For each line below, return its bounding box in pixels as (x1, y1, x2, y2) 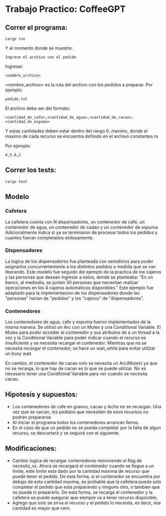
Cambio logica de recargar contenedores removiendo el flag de (12, 457, 142, 463)
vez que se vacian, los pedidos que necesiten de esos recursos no (12, 409, 149, 415)
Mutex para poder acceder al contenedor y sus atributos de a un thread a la (5, 329, 160, 336)
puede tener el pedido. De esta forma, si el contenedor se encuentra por (12, 473, 161, 479)
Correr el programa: (5, 23, 68, 32)
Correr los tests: (5, 166, 56, 174)
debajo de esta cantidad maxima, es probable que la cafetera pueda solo (12, 478, 162, 485)
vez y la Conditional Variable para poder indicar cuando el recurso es (5, 335, 146, 341)
